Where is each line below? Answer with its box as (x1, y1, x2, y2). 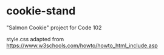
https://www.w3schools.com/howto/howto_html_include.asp (6, 42, 158, 49)
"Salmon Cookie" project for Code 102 (6, 24, 102, 31)
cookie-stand (6, 4, 76, 18)
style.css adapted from (6, 35, 64, 42)
